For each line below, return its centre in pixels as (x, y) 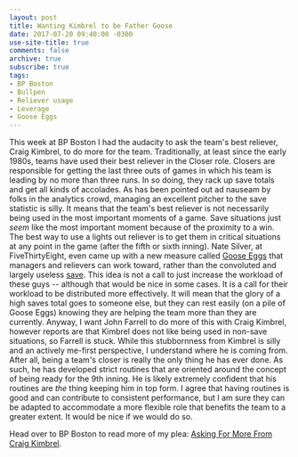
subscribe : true (39, 68)
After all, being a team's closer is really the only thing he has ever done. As (146, 360)
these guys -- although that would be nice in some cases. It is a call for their (149, 284)
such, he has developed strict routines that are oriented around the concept (148, 370)
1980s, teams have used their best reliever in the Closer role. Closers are (142, 161)
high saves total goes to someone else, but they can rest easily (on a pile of (148, 303)
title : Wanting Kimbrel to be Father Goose (91, 26)
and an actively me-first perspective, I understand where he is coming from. (149, 351)
